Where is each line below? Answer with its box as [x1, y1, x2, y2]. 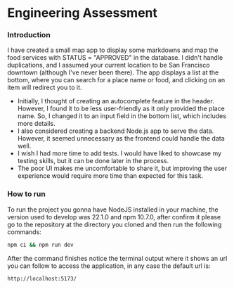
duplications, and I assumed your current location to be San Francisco [7, 61, 210, 70]
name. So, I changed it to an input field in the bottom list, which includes [17, 112, 227, 120]
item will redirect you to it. [7, 83, 82, 92]
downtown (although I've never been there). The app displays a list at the [7, 68, 219, 77]
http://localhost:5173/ [7, 275, 77, 282]
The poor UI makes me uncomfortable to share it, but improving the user [17, 164, 227, 173]
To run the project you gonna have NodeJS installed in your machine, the [7, 205, 219, 214]
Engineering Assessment [7, 5, 158, 21]
